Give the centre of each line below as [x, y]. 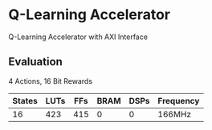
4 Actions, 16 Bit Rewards [51, 81]
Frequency [179, 100]
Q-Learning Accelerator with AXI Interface [78, 37]
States [25, 100]
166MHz [174, 114]
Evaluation [35, 62]
